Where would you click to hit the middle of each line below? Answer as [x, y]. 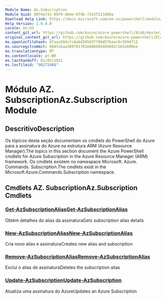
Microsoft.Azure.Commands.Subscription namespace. [60, 172]
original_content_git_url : [33, 38]
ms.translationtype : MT [30, 51]
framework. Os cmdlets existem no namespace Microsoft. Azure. [71, 162]
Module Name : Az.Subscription [36, 10]
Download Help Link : [26, 19]
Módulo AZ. [30, 89]
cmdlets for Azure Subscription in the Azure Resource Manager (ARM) [77, 156]
